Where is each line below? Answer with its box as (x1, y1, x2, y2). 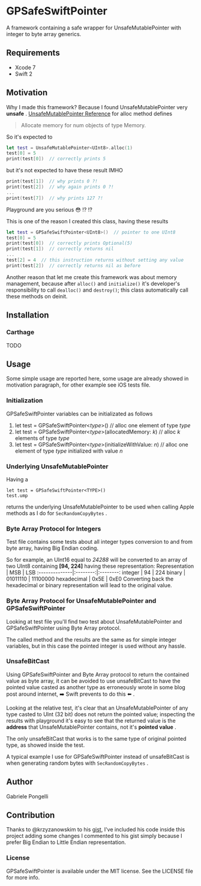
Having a (6, 475, 28, 483)
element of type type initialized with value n (14, 447, 123, 454)
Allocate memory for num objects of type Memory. (20, 121, 146, 128)
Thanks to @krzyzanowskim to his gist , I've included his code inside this (6, 826, 185, 833)
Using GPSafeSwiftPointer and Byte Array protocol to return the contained (6, 671, 189, 678)
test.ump (6, 492, 28, 499)
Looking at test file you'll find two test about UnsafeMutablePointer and (6, 618, 182, 625)
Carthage (6, 328, 35, 337)
